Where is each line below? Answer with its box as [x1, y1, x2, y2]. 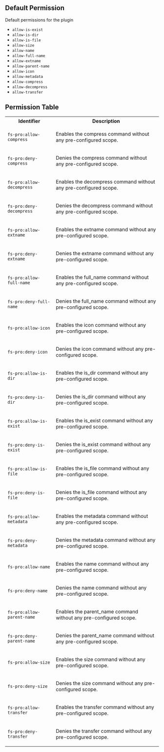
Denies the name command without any [56, 584, 147, 591]
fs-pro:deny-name [7, 588, 48, 593]
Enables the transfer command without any [56, 703, 155, 710]
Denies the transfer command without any [56, 728, 152, 734]
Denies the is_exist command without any [56, 441, 151, 448]
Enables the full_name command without [56, 274, 149, 281]
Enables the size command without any [56, 656, 145, 663]
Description [92, 118, 121, 124]
